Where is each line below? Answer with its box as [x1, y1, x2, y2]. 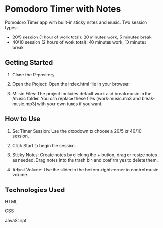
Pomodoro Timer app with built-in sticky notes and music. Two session [5, 19, 147, 25]
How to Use [5, 115, 41, 123]
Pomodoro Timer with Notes [5, 3, 121, 15]
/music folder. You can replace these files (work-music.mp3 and [12, 95, 141, 101]
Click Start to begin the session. [12, 142, 76, 148]
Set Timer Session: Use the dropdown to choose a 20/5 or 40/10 [12, 128, 142, 133]
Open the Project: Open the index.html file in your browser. [12, 81, 130, 87]
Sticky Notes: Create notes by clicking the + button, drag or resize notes [12, 152, 157, 158]
